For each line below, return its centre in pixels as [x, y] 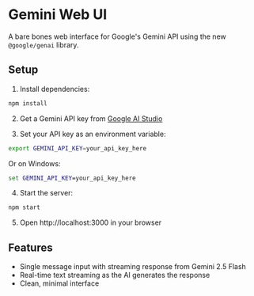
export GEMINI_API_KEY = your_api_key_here [78, 148]
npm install [28, 103]
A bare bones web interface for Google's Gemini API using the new [118, 36]
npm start [25, 207]
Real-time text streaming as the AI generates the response [115, 275]
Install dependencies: [55, 89]
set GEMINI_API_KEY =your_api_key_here [72, 178]
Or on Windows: [34, 163]
